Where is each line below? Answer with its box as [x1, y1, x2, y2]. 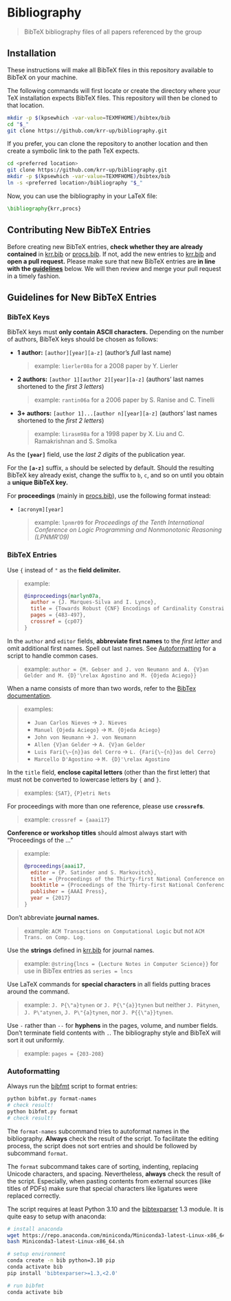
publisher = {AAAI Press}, [30, 888, 108, 895]
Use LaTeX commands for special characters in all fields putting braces [7, 980, 211, 988]
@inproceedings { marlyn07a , [23, 592, 102, 599]
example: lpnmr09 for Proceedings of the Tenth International [34, 518, 204, 527]
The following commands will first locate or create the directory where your [7, 86, 221, 94]
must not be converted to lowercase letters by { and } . [7, 775, 162, 784]
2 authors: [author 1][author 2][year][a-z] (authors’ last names [16, 375, 204, 383]
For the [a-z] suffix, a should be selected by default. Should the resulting [7, 464, 214, 472]
